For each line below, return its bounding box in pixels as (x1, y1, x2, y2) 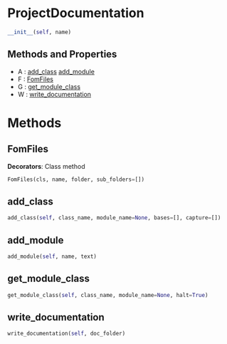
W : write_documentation (17, 90, 91, 98)
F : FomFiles (17, 75, 53, 83)
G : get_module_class (17, 82, 80, 90)
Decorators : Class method (7, 162, 85, 170)
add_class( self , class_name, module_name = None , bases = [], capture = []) (7, 214, 221, 221)
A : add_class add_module (17, 67, 95, 75)
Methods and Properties (7, 48, 117, 61)
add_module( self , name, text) (7, 253, 97, 260)
